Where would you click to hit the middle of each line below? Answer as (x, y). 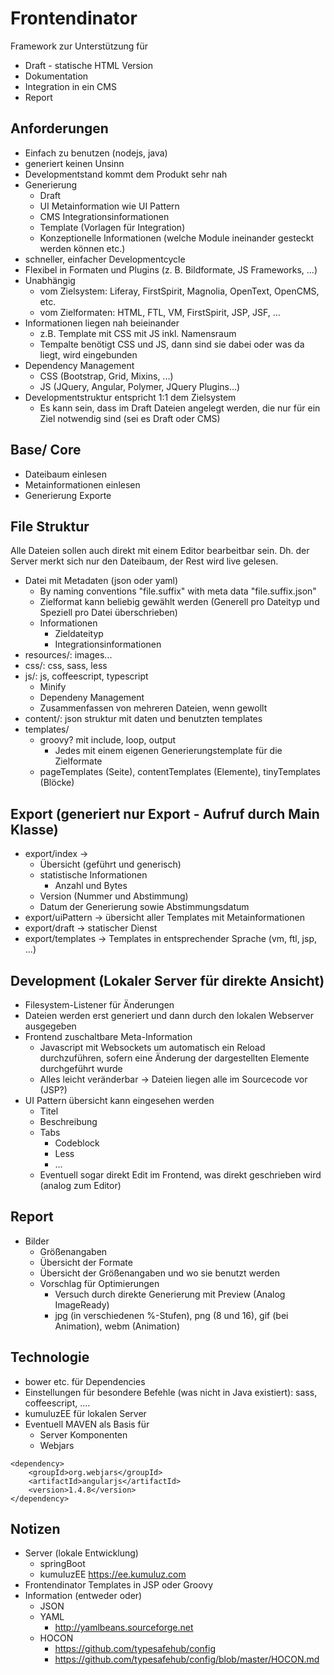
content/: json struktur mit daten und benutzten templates (143, 719)
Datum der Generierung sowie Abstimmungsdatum (144, 907)
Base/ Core (46, 450)
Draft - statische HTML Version (89, 65)
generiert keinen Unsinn (74, 163)
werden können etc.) (82, 248)
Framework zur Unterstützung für (79, 46)
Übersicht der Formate (86, 1262)
